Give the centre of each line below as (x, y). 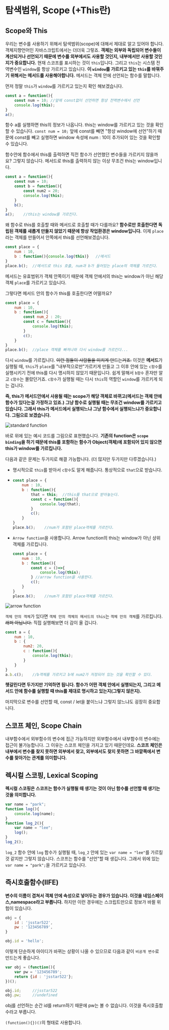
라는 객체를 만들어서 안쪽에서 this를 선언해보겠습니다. (58, 237)
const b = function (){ (38, 186)
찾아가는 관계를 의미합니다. (41, 758)
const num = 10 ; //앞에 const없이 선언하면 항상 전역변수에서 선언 (77, 100)
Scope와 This (26, 31)
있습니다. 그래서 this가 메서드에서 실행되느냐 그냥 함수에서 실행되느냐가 (75, 409)
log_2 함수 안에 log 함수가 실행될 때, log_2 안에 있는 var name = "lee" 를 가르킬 (84, 852)
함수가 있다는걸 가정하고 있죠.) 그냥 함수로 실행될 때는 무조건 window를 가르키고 (83, 402)
